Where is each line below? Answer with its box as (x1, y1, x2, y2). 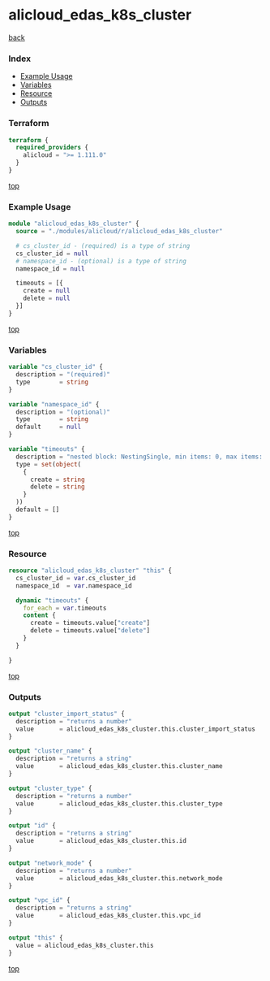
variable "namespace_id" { (8, 400, 100, 408)
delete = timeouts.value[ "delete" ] (29, 627, 151, 635)
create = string (29, 475, 85, 484)
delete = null (23, 294, 71, 302)
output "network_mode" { (8, 859, 92, 867)
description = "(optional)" (15, 408, 111, 416)
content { (23, 611, 57, 619)
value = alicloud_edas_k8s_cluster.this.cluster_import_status (15, 725, 255, 733)
